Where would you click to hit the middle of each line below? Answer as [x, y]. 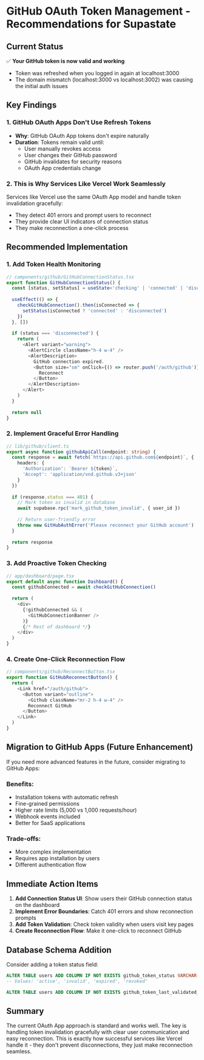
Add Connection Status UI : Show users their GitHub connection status [104, 899]
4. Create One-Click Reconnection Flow [66, 659]
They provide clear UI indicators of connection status [82, 221]
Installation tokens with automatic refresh [66, 797]
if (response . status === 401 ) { [53, 497]
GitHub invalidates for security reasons [73, 161]
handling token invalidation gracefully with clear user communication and [98, 1032]
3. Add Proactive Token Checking [56, 563]
